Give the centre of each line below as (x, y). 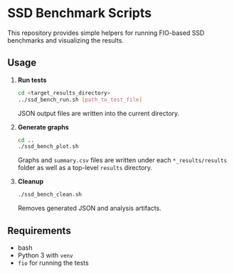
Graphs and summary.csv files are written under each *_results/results (122, 160)
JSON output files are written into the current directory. (99, 113)
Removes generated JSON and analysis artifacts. (89, 209)
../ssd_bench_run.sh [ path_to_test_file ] (80, 100)
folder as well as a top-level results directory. (85, 168)
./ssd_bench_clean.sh (49, 195)
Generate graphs (43, 127)
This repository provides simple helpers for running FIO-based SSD (106, 33)
